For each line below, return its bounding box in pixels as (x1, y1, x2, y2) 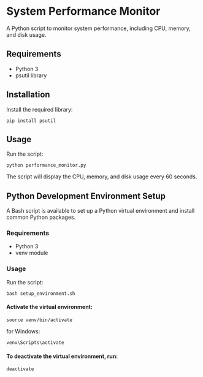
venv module (15, 249, 48, 257)
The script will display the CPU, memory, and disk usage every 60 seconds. (6, 173, 197, 180)
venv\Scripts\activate (6, 339, 64, 346)
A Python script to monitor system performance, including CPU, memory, (6, 25, 191, 32)
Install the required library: (6, 105, 73, 113)
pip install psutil (6, 118, 56, 124)
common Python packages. (6, 213, 76, 221)
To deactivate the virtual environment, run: (6, 352, 118, 360)
